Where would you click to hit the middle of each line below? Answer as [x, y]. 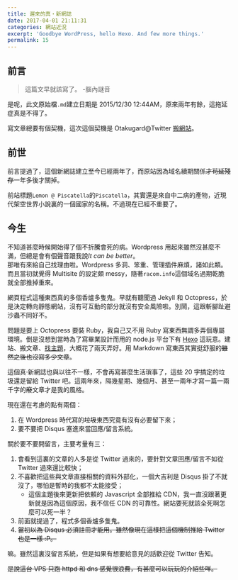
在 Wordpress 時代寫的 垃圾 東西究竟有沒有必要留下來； [97, 420]
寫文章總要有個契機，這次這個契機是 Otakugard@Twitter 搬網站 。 [103, 128]
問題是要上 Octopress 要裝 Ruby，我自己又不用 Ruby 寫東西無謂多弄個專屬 [116, 330]
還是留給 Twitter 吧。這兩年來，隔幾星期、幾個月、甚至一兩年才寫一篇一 [118, 381]
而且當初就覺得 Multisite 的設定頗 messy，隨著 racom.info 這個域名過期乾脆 [116, 273]
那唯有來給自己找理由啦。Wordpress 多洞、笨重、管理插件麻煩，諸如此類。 [117, 264]
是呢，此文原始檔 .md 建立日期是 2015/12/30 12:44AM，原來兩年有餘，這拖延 [118, 104]
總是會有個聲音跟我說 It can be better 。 [83, 255]
